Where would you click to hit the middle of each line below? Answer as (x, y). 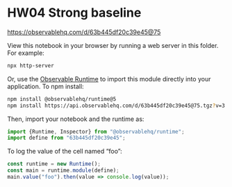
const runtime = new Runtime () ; (54, 164)
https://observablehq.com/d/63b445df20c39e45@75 (84, 32)
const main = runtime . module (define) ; (63, 171)
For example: (26, 53)
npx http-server (31, 65)
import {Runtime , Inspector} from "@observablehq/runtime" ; (96, 131)
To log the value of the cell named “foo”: (65, 152)
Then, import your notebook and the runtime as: (76, 119)
